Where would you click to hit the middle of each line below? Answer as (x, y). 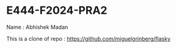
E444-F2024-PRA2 (57, 10)
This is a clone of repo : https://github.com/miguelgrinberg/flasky (88, 38)
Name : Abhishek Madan (37, 27)
